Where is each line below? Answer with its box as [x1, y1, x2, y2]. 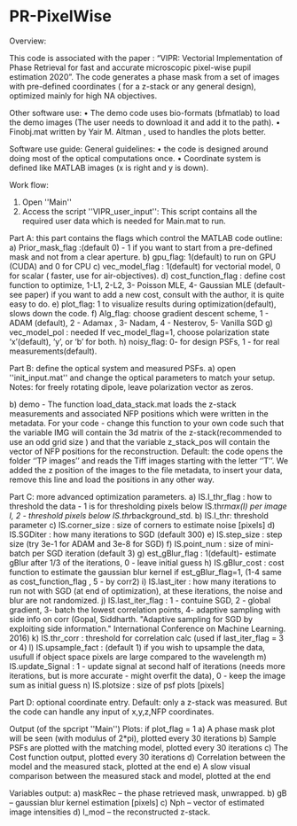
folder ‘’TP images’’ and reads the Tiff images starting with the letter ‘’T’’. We [9, 455, 289, 466]
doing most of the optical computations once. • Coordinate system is [9, 152, 262, 163]
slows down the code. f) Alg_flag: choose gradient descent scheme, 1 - [9, 308, 269, 318]
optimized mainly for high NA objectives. [9, 90, 158, 101]
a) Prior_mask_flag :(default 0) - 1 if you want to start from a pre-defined [9, 242, 273, 253]
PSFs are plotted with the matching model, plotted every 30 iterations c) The [9, 742, 288, 752]
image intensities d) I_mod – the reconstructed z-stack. [9, 807, 211, 817]
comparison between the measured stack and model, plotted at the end [9, 770, 271, 781]
